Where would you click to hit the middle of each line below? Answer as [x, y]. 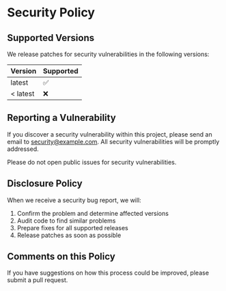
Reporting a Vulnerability [61, 118]
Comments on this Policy [61, 257]
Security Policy [51, 13]
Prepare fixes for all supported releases [72, 227]
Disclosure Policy [45, 183]
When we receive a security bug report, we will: [74, 200]
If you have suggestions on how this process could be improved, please [108, 273]
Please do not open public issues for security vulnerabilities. [92, 162]
